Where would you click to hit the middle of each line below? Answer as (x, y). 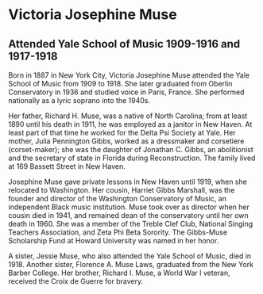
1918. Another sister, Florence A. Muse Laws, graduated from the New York (131, 264)
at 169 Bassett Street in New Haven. (67, 166)
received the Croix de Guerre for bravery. (76, 281)
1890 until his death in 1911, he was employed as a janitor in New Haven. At (130, 124)
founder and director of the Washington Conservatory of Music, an (117, 199)
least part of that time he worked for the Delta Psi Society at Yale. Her (122, 133)
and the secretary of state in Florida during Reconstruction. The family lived (132, 158)
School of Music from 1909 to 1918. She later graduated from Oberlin (120, 84)
